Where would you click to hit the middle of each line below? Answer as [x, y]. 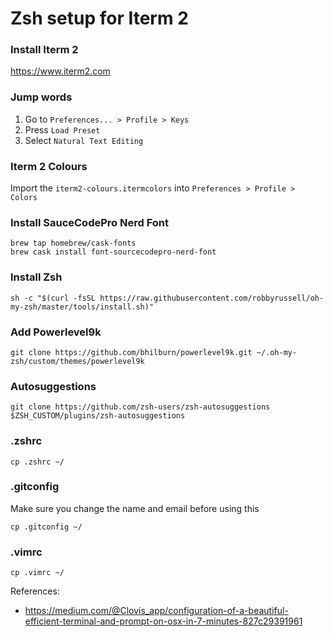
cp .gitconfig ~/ [46, 527]
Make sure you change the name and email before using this [135, 508]
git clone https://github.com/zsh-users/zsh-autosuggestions [140, 407]
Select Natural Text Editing [84, 140]
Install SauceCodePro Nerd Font [89, 222]
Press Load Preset [62, 129]
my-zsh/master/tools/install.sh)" [82, 307]
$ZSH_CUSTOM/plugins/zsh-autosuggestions [98, 416]
